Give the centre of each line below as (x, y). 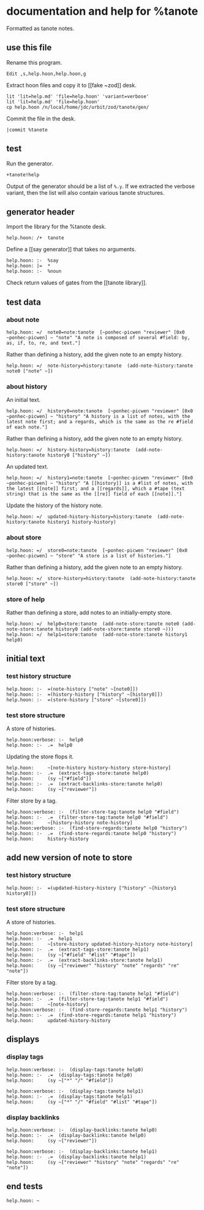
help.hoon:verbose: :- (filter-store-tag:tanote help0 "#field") (93, 812)
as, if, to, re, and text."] (43, 343)
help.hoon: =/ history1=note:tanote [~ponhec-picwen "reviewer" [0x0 (100, 478)
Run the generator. (30, 163)
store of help (26, 599)
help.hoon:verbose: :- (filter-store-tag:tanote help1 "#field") (93, 994)
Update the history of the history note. (55, 506)
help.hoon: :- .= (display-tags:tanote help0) (70, 1075)
